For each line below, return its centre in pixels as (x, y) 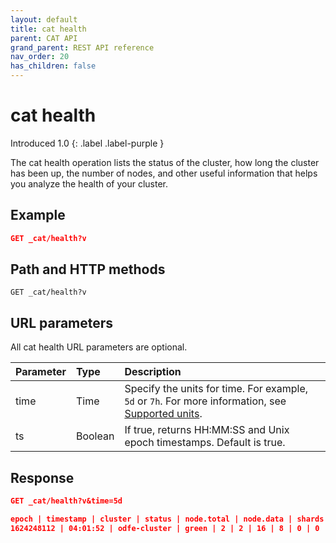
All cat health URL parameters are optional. (99, 347)
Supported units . (163, 414)
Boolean (95, 436)
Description (153, 372)
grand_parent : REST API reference (82, 47)
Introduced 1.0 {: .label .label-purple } (87, 143)
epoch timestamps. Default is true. (205, 443)
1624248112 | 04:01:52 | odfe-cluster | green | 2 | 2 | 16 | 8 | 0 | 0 (165, 528)
